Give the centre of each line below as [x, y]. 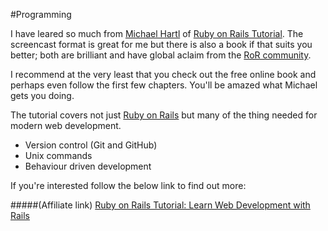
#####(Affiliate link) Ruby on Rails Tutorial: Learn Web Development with [160, 205]
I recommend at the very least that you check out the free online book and [163, 74]
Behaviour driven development [88, 166]
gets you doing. [42, 95]
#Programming [41, 14]
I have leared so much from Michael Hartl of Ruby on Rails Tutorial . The [157, 33]
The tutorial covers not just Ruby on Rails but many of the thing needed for [164, 115]
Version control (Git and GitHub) [91, 145]
